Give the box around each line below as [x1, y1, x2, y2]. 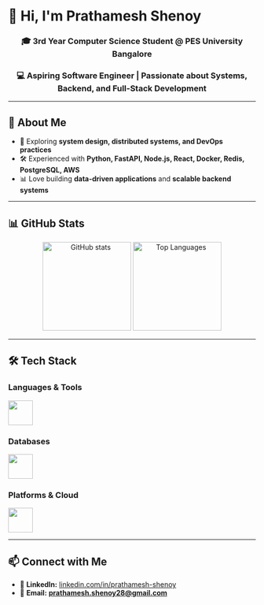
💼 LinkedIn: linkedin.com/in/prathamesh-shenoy [19, 580, 177, 589]
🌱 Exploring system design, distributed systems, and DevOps [19, 137, 224, 147]
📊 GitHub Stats [8, 217, 85, 230]
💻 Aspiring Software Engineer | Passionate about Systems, [16, 70, 247, 81]
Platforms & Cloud [8, 489, 79, 500]
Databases [8, 436, 50, 447]
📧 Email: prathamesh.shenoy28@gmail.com [19, 588, 167, 598]
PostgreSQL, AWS [19, 165, 80, 175]
